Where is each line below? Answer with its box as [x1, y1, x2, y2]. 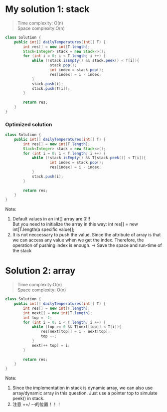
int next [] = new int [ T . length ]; [23, 310, 93, 315]
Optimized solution [5, 121, 52, 128]
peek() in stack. [12, 396, 45, 402]
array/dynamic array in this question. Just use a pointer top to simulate [12, 390, 158, 396]
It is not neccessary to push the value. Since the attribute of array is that [12, 232, 161, 238]
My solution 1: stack [5, 3, 90, 15]
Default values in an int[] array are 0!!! [12, 216, 91, 222]
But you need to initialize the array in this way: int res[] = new [12, 221, 139, 227]
